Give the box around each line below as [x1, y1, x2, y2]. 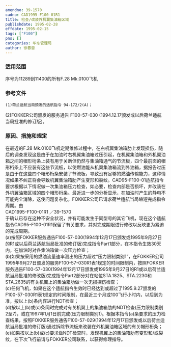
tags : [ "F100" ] [5, 31, 38, 36]
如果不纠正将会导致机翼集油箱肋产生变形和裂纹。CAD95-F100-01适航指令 [9, 177, 164, 183]
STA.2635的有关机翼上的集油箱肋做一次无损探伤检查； [5, 279, 120, 285]
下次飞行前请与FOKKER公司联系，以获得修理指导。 [18, 336, 126, 342]
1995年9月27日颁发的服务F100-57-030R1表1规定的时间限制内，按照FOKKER [5, 259, 164, 265]
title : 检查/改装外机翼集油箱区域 [5, 17, 69, 22]
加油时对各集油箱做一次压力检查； [18, 247, 90, 253]
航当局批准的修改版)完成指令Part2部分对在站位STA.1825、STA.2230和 [5, 272, 152, 278]
